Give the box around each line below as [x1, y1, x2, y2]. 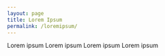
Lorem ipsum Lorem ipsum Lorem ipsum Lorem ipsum [7, 42, 159, 50]
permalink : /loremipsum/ [7, 23, 78, 29]
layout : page [7, 10, 44, 17]
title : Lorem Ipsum [7, 16, 63, 23]
